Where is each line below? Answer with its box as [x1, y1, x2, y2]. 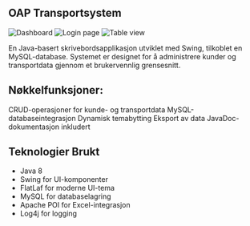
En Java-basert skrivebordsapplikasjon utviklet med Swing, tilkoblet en [8, 43, 243, 53]
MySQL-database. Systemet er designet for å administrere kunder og [8, 51, 236, 61]
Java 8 [19, 166, 42, 176]
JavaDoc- [207, 113, 240, 123]
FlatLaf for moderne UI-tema [19, 184, 115, 193]
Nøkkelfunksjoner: [8, 83, 104, 97]
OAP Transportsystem [8, 6, 122, 20]
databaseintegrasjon [8, 113, 76, 123]
